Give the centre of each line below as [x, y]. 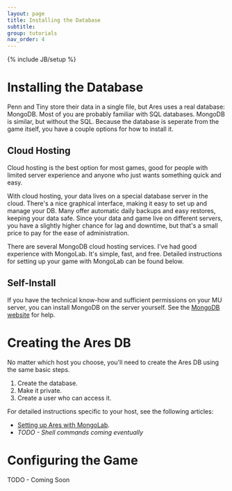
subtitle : [22, 26]
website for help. [31, 315]
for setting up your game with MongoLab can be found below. [96, 261]
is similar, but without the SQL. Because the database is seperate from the [113, 122]
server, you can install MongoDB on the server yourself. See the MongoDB [114, 307]
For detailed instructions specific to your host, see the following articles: [110, 411]
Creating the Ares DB [69, 343]
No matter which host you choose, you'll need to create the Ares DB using [113, 362]
